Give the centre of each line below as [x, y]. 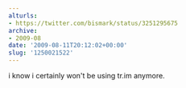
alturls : [23, 16]
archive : [23, 30]
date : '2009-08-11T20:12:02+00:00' [68, 46]
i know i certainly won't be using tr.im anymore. [87, 76]
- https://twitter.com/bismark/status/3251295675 [93, 23]
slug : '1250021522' [41, 53]
